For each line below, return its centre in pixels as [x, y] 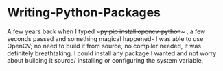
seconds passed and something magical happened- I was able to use [105, 38]
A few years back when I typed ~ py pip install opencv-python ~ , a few [106, 31]
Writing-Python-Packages [84, 13]
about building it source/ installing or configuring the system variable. [105, 60]
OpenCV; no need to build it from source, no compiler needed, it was [104, 46]
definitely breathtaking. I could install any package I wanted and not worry [112, 53]
